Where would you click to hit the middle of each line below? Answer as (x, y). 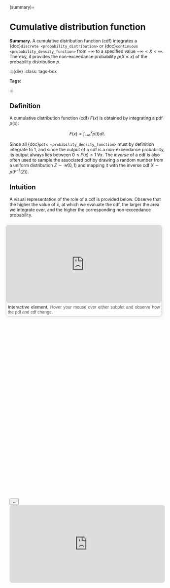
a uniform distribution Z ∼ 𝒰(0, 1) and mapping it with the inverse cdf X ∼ (84, 166)
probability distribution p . (35, 62)
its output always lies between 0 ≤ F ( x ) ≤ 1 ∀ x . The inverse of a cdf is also (85, 155)
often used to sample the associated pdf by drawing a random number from (86, 160)
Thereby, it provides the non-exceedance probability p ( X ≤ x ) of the (78, 56)
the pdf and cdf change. (30, 312)
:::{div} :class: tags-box (33, 71)
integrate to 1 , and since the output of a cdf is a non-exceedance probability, (87, 150)
